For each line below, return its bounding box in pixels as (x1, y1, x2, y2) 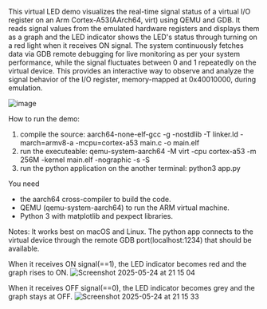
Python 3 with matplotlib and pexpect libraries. (19, 212, 174, 220)
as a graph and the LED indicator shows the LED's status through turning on (8, 32, 257, 42)
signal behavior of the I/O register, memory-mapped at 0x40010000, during (8, 75, 257, 84)
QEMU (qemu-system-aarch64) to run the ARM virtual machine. (19, 203, 230, 212)
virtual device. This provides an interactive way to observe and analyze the (8, 66, 254, 75)
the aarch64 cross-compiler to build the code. (19, 195, 171, 204)
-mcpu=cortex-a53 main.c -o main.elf (75, 138, 200, 147)
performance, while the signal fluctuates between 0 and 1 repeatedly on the (8, 57, 257, 67)
